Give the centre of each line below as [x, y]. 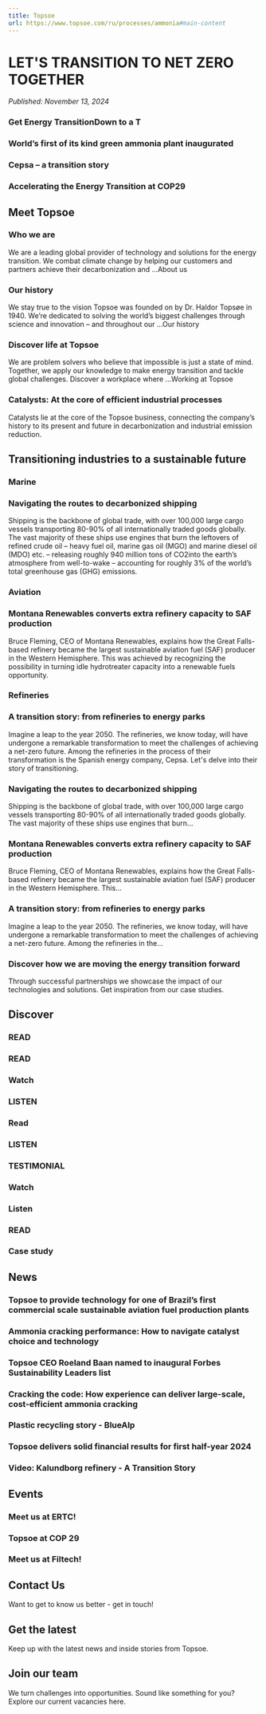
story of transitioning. [43, 768]
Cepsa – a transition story [59, 165]
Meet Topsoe [41, 212]
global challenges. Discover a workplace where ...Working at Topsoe [121, 379]
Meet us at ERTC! [42, 1516]
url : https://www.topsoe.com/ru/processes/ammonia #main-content [117, 23]
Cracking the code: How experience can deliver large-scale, [127, 1394]
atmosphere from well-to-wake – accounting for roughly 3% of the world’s [130, 563]
